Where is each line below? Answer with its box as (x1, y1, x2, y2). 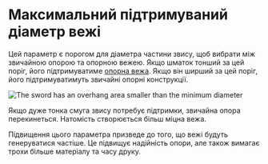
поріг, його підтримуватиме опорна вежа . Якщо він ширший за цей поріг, (8, 66, 258, 75)
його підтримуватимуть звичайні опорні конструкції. (8, 74, 189, 84)
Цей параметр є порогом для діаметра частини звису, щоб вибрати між (8, 49, 256, 58)
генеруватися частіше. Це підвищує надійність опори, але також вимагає (8, 138, 260, 147)
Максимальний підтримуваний (8, 6, 228, 24)
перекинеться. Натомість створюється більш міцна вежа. (8, 114, 206, 123)
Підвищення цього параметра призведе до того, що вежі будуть (8, 130, 228, 139)
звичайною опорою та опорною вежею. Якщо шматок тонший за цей (8, 58, 245, 67)
